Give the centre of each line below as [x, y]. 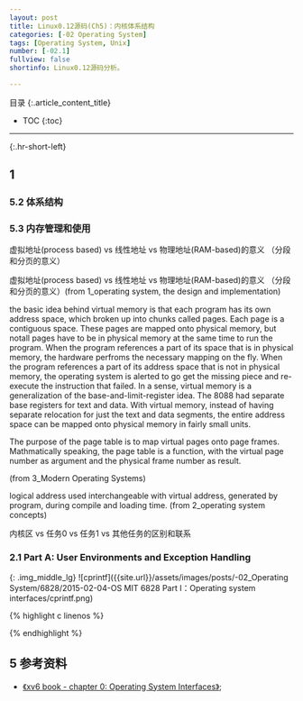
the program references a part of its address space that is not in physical [145, 367]
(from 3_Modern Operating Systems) [78, 478]
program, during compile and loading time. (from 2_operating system [138, 505]
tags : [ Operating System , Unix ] [70, 43]
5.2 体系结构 [36, 202]
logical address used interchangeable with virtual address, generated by [143, 496]
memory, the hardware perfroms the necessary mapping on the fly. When [146, 358]
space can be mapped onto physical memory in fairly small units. [130, 424]
